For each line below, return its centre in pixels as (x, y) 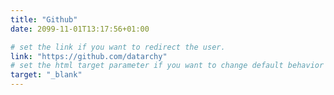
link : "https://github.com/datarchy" (89, 56)
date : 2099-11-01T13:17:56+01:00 (80, 29)
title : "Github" (44, 19)
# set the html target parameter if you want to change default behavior (167, 66)
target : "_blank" (46, 75)
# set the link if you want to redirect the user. (118, 47)
